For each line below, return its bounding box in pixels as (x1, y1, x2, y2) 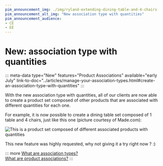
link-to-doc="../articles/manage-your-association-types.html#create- (16, 78, 155, 83)
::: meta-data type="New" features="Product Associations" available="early (5, 72, 158, 78)
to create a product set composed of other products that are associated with (5, 98, 158, 103)
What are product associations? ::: (5, 156, 74, 162)
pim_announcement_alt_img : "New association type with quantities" (5, 12, 145, 17)
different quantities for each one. (5, 102, 71, 108)
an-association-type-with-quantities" (5, 83, 80, 89)
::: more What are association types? (5, 150, 79, 156)
